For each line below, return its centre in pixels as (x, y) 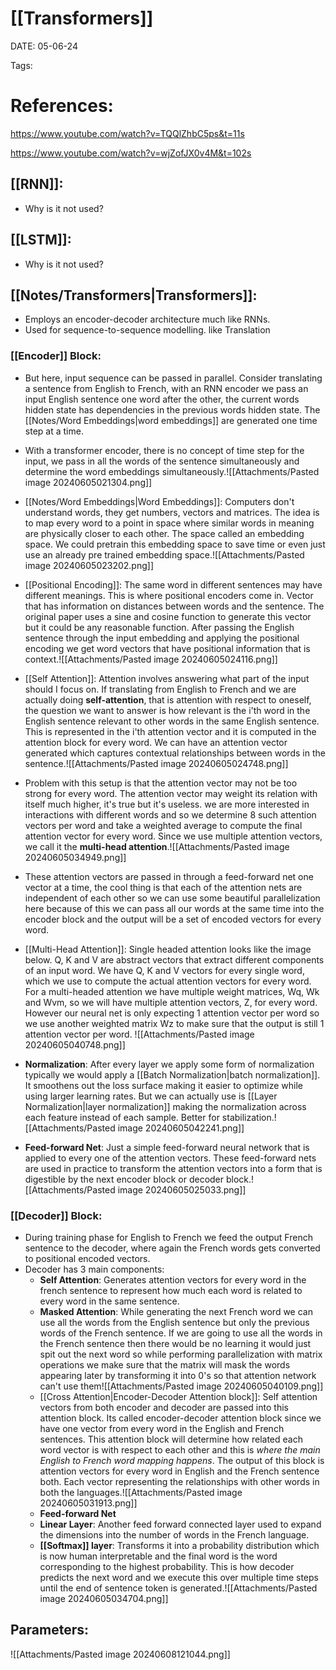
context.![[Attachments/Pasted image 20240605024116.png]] (151, 659)
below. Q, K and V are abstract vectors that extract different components (174, 959)
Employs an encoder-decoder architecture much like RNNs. (147, 319)
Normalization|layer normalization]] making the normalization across (165, 1106)
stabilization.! (249, 1117)
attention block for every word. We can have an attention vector (156, 742)
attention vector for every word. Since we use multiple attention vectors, (173, 836)
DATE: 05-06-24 (44, 46)
